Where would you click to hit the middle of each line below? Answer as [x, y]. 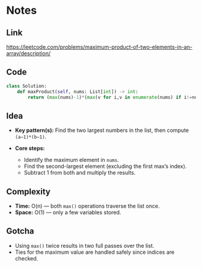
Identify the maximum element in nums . [71, 160]
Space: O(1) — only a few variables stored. [68, 212]
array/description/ [29, 53]
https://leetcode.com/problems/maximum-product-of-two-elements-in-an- [99, 47]
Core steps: [30, 148]
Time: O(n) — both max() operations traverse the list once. [87, 206]
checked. [26, 258]
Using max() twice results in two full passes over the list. [84, 245]
